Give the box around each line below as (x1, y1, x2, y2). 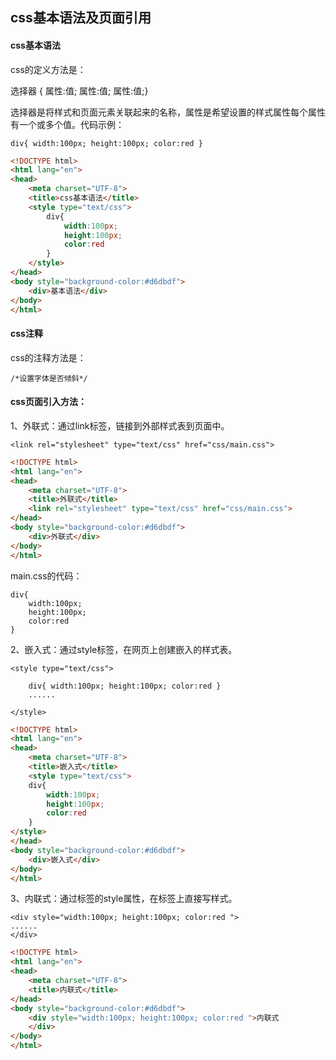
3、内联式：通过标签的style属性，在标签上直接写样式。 (10, 893, 238, 905)
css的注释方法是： (10, 351, 87, 363)
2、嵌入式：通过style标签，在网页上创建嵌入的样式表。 (10, 643, 238, 655)
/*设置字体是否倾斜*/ (10, 373, 88, 383)
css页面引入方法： (10, 396, 87, 408)
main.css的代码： (10, 569, 83, 582)
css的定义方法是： (10, 63, 87, 75)
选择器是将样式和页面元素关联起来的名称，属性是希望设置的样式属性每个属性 (10, 106, 326, 118)
